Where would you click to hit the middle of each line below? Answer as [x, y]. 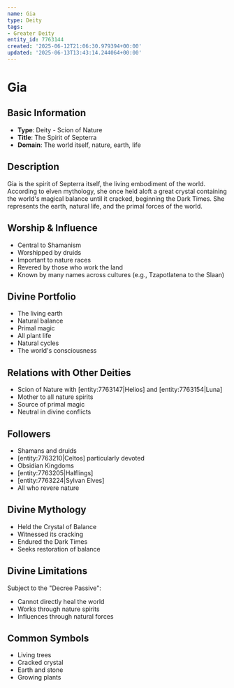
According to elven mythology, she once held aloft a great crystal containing [117, 191]
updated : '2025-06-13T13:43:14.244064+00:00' [74, 53]
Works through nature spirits [58, 609]
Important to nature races [54, 260]
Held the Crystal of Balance [57, 526]
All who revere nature [48, 488]
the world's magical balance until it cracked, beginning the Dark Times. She [116, 198]
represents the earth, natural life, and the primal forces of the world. [105, 206]
